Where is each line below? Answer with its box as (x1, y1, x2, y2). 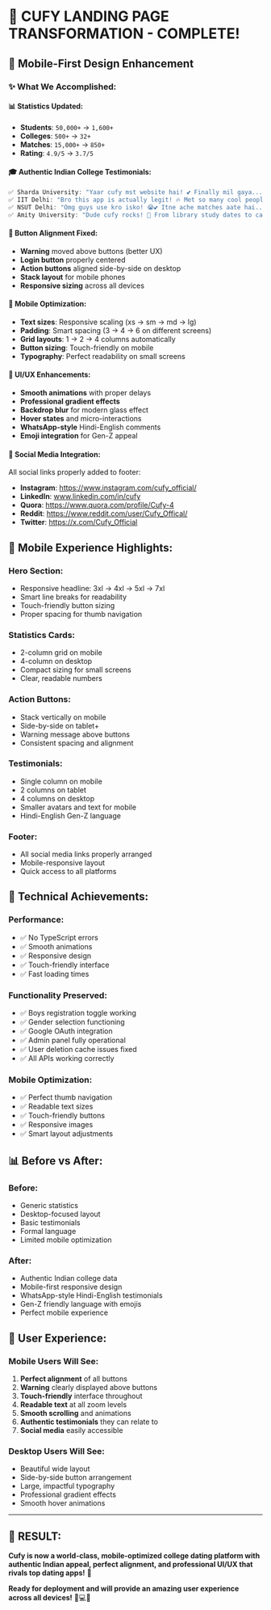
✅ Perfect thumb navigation (19, 1092, 113, 1102)
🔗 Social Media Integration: (8, 449, 101, 459)
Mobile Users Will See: (8, 1355, 99, 1367)
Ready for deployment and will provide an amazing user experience (8, 1584, 240, 1594)
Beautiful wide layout (19, 1464, 90, 1474)
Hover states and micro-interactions (19, 414, 142, 424)
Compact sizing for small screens (19, 665, 131, 674)
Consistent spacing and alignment (19, 737, 134, 747)
